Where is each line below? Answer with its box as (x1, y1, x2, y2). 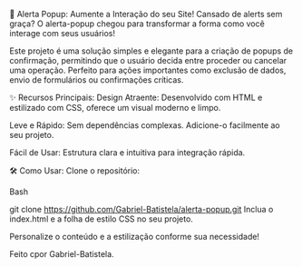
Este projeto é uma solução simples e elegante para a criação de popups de (9, 45, 294, 56)
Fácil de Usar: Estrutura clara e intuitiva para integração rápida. (9, 147, 246, 158)
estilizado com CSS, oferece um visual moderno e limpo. (9, 103, 221, 113)
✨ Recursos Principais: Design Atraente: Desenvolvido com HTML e (9, 92, 263, 103)
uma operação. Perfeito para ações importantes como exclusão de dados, (9, 64, 287, 75)
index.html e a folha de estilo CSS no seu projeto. (9, 213, 193, 224)
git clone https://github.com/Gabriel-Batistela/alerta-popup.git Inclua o (9, 204, 274, 214)
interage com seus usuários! (9, 28, 116, 38)
